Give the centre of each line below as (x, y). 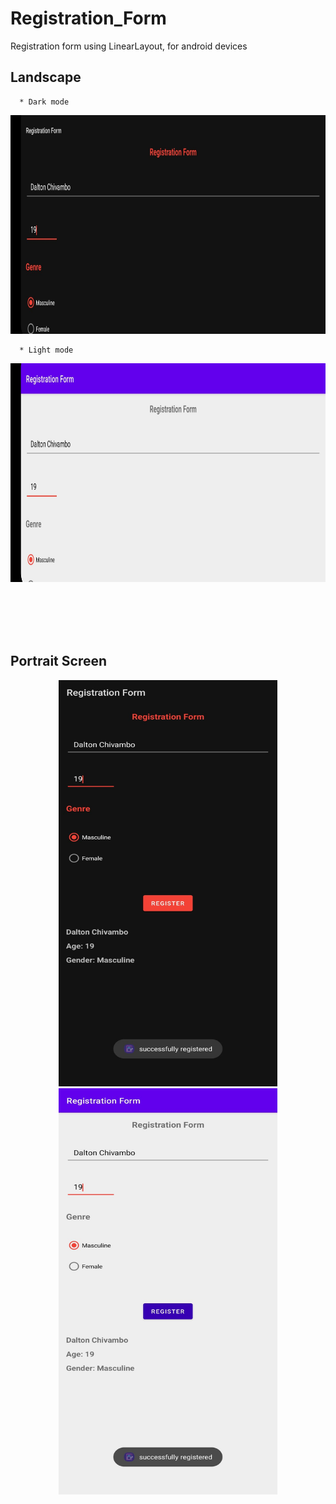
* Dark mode (44, 102)
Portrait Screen (59, 661)
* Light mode (46, 350)
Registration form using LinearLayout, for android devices (129, 46)
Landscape (46, 77)
